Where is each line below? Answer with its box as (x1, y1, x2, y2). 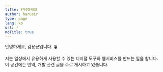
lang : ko (5, 20, 23, 26)
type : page (5, 16, 27, 21)
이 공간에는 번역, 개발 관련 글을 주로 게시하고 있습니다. (5, 62, 109, 67)
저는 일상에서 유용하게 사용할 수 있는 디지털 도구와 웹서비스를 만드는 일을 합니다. (5, 55, 159, 61)
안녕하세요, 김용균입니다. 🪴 (5, 44, 58, 49)
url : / (5, 25, 19, 30)
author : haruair (5, 12, 38, 17)
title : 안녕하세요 (5, 7, 38, 12)
